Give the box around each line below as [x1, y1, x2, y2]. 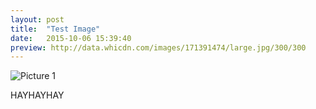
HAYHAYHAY [10, 89, 65, 101]
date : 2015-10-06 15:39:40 [10, 33, 132, 43]
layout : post [10, 14, 65, 25]
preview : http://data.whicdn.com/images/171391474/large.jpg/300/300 [10, 42, 307, 53]
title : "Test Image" [10, 24, 101, 34]
